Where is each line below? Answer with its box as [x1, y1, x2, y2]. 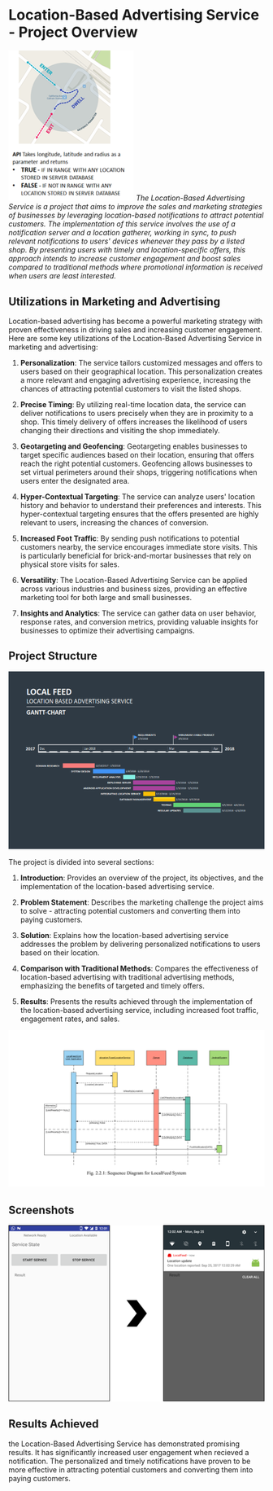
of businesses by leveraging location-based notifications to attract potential [8, 210, 264, 221]
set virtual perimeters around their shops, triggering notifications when [19, 467, 258, 477]
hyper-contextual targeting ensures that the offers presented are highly [19, 509, 259, 519]
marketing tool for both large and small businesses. [19, 592, 193, 602]
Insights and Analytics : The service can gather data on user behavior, [19, 608, 257, 618]
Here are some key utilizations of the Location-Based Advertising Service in [8, 333, 262, 343]
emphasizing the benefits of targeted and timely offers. [19, 980, 205, 990]
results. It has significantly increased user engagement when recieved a [8, 1447, 249, 1457]
